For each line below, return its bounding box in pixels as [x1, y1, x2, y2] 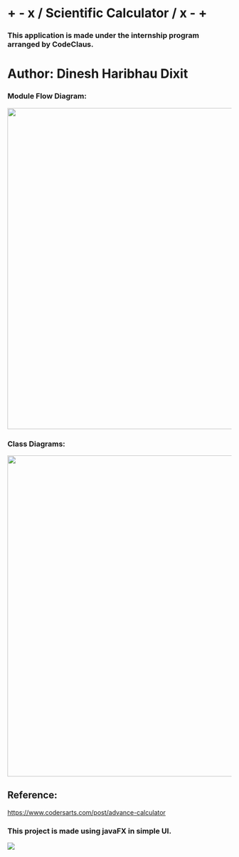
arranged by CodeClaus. [7, 39, 94, 49]
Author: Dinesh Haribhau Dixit [7, 66, 188, 82]
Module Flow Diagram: [7, 91, 87, 101]
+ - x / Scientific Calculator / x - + [7, 5, 208, 21]
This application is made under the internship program [7, 31, 199, 41]
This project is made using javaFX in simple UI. [7, 826, 172, 836]
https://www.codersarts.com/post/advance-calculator [7, 808, 166, 816]
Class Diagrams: [7, 439, 65, 449]
